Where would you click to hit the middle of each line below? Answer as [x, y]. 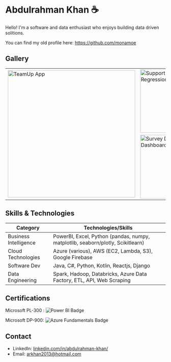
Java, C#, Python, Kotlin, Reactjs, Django [102, 265]
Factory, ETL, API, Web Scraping [92, 280]
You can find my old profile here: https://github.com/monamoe [71, 43]
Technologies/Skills [108, 228]
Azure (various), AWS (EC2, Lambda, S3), [103, 251]
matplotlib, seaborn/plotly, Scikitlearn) [99, 242]
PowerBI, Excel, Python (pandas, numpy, [102, 236]
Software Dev [24, 265]
